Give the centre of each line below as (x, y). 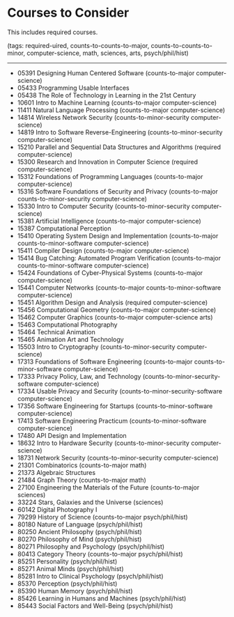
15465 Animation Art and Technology (70, 339)
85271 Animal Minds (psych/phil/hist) (70, 568)
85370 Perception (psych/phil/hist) (67, 584)
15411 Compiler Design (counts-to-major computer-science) (103, 250)
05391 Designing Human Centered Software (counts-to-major (106, 73)
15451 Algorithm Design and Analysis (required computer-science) (112, 302)
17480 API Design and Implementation (72, 435)
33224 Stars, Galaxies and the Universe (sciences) (90, 502)
